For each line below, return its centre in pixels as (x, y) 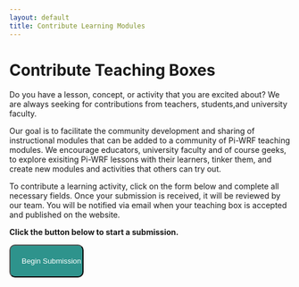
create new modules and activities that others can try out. (115, 169)
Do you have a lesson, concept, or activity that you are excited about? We (145, 95)
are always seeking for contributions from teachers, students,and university (149, 105)
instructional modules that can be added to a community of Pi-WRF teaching (149, 140)
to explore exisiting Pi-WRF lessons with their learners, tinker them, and (141, 160)
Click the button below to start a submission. (94, 232)
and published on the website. (65, 215)
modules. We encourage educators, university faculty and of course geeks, (148, 150)
